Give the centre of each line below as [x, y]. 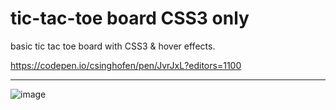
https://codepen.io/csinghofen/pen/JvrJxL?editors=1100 [126, 65]
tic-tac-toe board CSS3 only [130, 18]
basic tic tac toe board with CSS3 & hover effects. [113, 46]
